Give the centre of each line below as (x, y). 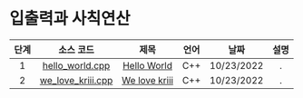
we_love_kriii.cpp (76, 80)
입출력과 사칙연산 (70, 19)
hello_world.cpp (76, 65)
